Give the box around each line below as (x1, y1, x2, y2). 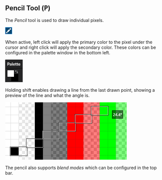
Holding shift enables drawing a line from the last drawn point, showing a (5, 87, 156, 93)
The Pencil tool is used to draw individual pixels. (5, 17, 104, 23)
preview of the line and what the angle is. (5, 92, 90, 98)
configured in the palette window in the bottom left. (5, 49, 111, 55)
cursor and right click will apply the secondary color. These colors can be (5, 44, 156, 50)
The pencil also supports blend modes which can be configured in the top (5, 165, 157, 171)
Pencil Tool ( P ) (5, 4, 51, 12)
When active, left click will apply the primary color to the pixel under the (5, 39, 153, 45)
